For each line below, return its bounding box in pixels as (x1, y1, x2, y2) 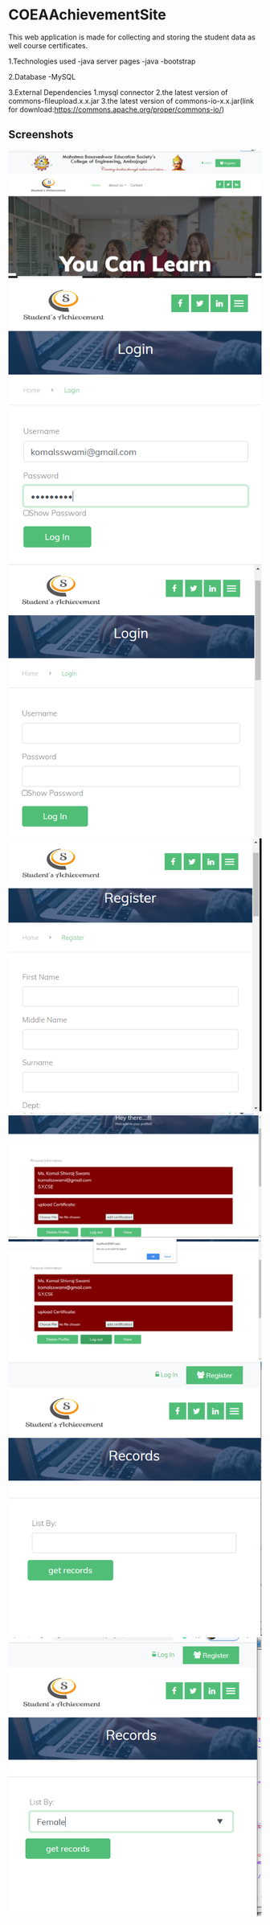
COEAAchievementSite (8, 6, 167, 24)
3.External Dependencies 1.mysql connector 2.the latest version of (8, 87, 228, 97)
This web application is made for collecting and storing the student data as (8, 32, 256, 42)
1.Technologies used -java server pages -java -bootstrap (8, 56, 196, 66)
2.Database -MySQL (8, 72, 76, 81)
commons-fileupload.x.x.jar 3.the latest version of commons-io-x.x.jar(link (8, 96, 255, 105)
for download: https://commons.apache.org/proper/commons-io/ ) (8, 105, 225, 114)
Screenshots (8, 128, 74, 142)
